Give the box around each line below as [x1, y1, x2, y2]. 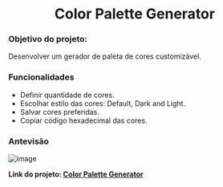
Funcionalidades [8, 71, 75, 83]
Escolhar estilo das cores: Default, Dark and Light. [19, 98, 186, 108]
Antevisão [8, 136, 50, 147]
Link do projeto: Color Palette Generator [8, 169, 144, 179]
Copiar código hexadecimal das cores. [19, 116, 148, 125]
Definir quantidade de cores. [19, 90, 115, 100]
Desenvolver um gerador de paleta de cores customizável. [8, 51, 202, 61]
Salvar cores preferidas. [19, 107, 100, 116]
